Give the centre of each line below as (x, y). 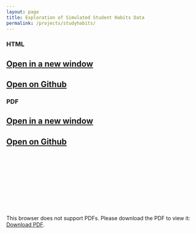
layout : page (23, 12)
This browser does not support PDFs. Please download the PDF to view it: (98, 218)
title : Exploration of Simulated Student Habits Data (76, 18)
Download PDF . (26, 225)
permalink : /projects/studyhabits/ (51, 23)
